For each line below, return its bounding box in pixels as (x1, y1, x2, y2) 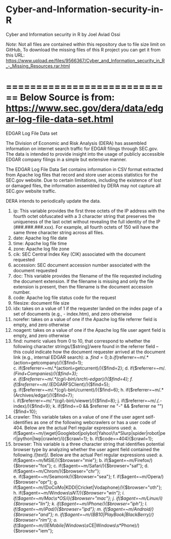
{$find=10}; (13, 408, 38, 414)
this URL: (6, 52, 25, 58)
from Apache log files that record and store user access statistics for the (6, 171, 158, 178)
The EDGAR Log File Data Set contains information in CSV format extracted (6, 166, 163, 172)
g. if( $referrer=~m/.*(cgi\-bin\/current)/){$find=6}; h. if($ (13, 386, 133, 393)
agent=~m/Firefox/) (111, 457, 153, 463)
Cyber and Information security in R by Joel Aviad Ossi (6, 31, 121, 37)
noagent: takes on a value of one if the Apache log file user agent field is (13, 327, 166, 333)
